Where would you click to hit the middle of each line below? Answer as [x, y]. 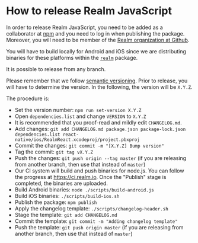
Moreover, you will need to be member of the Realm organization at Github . [98, 40]
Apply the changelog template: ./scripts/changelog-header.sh [92, 208]
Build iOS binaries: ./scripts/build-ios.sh [67, 196]
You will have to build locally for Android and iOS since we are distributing [96, 51]
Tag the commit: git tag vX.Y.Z [54, 152]
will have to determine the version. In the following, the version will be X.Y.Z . [99, 87]
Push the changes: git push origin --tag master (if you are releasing [100, 158]
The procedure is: [28, 98]
